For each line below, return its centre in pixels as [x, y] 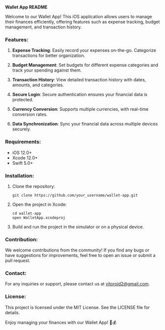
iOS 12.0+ [22, 152]
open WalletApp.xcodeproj [39, 218]
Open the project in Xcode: [40, 204]
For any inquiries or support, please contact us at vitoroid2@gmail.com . [78, 284]
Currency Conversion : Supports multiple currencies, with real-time [80, 109]
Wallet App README [26, 7]
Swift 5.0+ [23, 163]
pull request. [18, 261]
